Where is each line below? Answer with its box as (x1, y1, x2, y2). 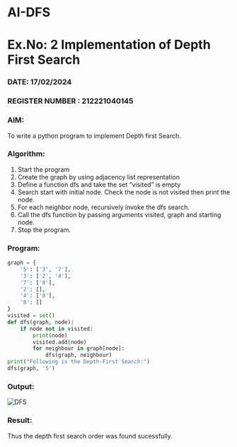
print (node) (33, 331, 69, 339)
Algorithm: (7, 149, 45, 159)
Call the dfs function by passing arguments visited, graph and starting (17, 210, 221, 219)
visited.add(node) (33, 338, 87, 346)
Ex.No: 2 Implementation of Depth (7, 37, 211, 53)
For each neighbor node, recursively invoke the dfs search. (17, 203, 190, 211)
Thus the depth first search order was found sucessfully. (7, 431, 173, 440)
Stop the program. (17, 225, 71, 234)
